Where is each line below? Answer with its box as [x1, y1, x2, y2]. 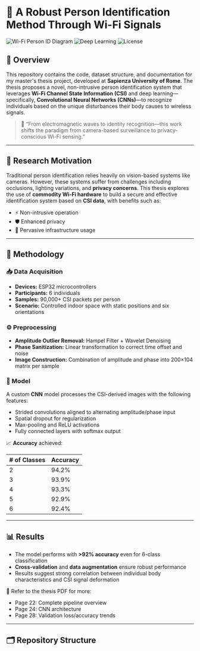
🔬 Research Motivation [6, 156, 92, 166]
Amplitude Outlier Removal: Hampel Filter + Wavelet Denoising [14, 337, 171, 344]
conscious [20, 133, 46, 140]
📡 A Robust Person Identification [6, 5, 171, 19]
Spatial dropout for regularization [14, 415, 96, 422]
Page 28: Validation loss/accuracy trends [14, 612, 116, 619]
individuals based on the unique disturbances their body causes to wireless [6, 102, 192, 110]
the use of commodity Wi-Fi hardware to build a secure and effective [6, 191, 177, 198]
